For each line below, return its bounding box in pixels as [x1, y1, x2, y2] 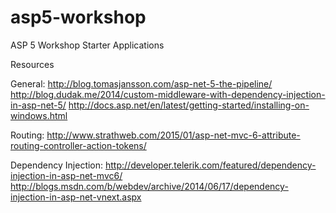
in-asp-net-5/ [10, 99, 67, 111]
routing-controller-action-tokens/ [10, 139, 147, 151]
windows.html [10, 109, 68, 121]
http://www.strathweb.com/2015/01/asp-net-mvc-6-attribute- [46, 129, 301, 141]
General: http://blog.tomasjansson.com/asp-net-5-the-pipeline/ [10, 77, 273, 90]
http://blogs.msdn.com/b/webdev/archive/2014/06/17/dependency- [10, 180, 289, 192]
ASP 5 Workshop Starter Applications [10, 39, 165, 51]
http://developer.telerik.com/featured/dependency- [105, 159, 317, 171]
